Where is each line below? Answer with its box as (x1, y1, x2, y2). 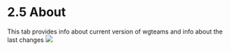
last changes (7, 36, 44, 44)
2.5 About (7, 4, 66, 20)
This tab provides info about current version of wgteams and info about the (7, 27, 223, 36)
